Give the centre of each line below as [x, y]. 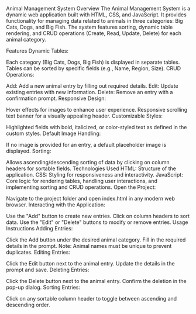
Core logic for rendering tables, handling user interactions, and [82, 181]
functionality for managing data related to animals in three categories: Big [94, 21]
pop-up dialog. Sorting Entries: [43, 287]
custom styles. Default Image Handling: [54, 133]
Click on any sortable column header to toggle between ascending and [92, 299]
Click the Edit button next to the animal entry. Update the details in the [90, 263]
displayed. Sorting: [29, 151]
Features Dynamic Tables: [37, 51]
